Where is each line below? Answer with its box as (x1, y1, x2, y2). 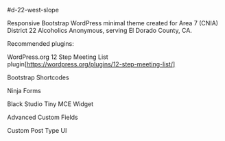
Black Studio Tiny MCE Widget (7, 100, 94, 108)
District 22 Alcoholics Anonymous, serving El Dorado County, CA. (7, 27, 192, 34)
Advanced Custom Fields (7, 113, 79, 121)
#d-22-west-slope (7, 6, 60, 14)
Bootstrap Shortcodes (7, 73, 70, 81)
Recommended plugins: (7, 40, 74, 47)
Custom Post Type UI (7, 127, 67, 134)
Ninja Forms (7, 87, 41, 94)
